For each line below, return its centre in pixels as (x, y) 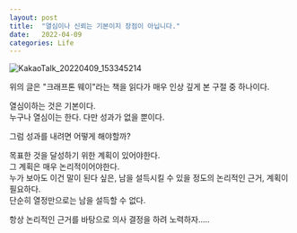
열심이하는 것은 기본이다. (52, 106)
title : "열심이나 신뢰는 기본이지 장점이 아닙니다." (95, 26)
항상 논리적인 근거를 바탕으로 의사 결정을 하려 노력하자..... (109, 220)
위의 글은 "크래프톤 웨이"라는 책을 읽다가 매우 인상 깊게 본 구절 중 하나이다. (140, 87)
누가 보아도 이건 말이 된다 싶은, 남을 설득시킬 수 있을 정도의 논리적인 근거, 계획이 (149, 178)
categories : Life (42, 43)
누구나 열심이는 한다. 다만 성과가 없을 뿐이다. (87, 117)
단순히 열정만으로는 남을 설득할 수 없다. (78, 201)
